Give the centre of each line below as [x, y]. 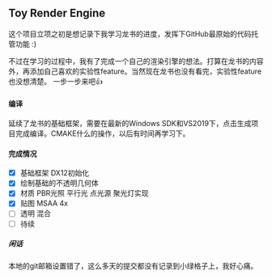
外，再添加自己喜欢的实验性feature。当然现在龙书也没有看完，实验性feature [135, 71]
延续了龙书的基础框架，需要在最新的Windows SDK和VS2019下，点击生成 [130, 124]
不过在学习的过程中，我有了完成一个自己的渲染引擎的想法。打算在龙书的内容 [136, 61]
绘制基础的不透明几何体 [59, 183]
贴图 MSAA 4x [44, 203]
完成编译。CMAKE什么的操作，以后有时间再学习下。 [102, 133]
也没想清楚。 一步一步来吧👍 [55, 81]
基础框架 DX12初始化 [55, 173]
